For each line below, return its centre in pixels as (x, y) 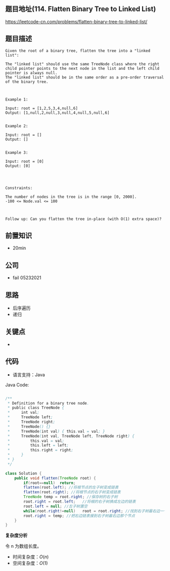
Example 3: (17, 152)
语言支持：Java (29, 375)
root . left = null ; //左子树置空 (55, 506)
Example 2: (17, 126)
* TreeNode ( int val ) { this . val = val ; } (56, 431)
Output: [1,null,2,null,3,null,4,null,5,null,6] (57, 113)
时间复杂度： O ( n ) (31, 557)
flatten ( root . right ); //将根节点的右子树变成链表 (72, 492)
